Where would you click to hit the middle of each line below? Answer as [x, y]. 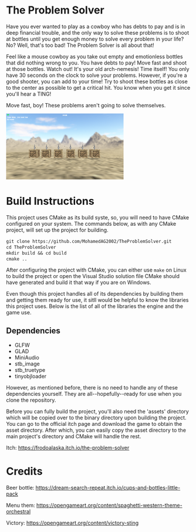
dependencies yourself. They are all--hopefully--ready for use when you [94, 394]
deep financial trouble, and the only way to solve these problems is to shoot [98, 32]
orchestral [18, 511]
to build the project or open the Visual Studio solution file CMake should [93, 276]
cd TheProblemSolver [31, 247]
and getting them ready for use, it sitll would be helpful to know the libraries [97, 300]
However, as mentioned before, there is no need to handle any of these [92, 387]
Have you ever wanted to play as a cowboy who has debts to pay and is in [96, 26]
